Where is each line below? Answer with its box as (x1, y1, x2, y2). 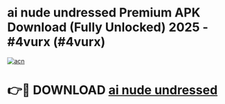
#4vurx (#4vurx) (7, 34, 106, 50)
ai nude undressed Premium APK (7, 5, 201, 21)
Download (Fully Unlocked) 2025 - (7, 19, 209, 35)
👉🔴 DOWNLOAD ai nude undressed (7, 83, 218, 98)
